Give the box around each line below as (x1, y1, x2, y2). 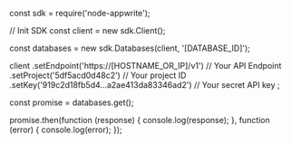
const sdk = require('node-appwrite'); (9, 8, 151, 18)
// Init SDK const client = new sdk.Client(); (9, 25, 166, 35)
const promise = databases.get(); (9, 97, 134, 108)
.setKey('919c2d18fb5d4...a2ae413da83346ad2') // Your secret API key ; (9, 80, 280, 90)
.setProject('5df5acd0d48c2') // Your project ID (9, 70, 187, 81)
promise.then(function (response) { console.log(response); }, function (9, 115, 270, 125)
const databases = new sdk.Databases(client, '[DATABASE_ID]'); (9, 43, 251, 53)
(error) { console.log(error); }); (9, 124, 122, 135)
